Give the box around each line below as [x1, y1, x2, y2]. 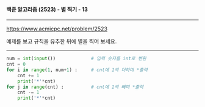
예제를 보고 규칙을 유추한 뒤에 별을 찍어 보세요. [6, 38, 117, 45]
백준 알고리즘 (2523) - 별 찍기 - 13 [6, 5, 88, 13]
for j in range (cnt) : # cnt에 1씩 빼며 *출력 [6, 84, 144, 90]
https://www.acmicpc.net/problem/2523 [6, 25, 108, 33]
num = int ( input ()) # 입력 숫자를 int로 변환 [6, 55, 146, 62]
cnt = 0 [6, 61, 26, 67]
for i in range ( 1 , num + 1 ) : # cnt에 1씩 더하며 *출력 [6, 67, 148, 73]
